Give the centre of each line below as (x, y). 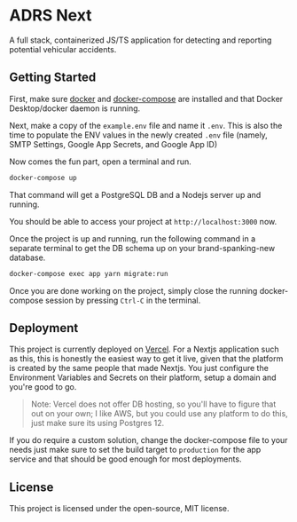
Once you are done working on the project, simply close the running (133, 290)
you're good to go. (43, 387)
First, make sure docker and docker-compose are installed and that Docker (146, 99)
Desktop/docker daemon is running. (75, 108)
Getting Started (53, 78)
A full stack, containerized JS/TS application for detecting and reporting (141, 40)
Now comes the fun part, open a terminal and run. (101, 162)
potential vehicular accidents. (63, 49)
